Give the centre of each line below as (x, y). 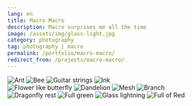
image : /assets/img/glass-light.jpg (61, 34)
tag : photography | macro (45, 47)
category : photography (41, 40)
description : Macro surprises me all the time (77, 27)
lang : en (20, 14)
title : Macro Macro (36, 20)
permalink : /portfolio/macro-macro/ (61, 54)
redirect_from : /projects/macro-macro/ (66, 60)
